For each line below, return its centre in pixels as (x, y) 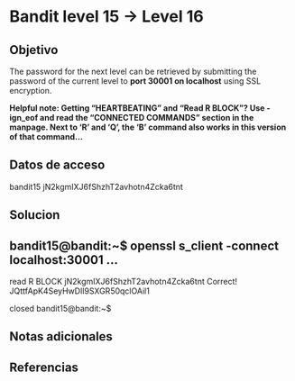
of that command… (46, 136)
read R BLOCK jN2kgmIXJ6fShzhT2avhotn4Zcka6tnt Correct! (123, 282)
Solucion (35, 215)
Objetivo (34, 50)
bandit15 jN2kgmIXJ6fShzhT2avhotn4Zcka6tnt (96, 186)
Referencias (44, 367)
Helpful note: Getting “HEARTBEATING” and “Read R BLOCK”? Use (137, 108)
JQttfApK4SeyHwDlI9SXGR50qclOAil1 (80, 291)
